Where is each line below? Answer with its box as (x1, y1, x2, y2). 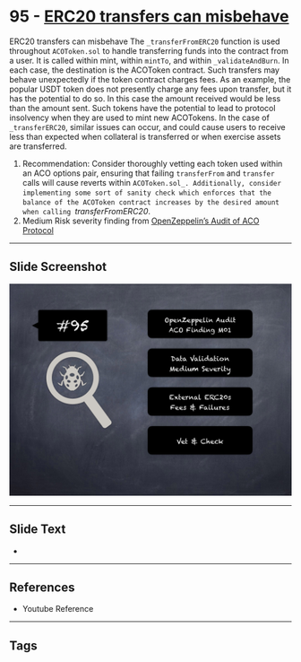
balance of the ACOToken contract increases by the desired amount (21, 197, 279, 207)
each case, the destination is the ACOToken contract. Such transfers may (9, 65, 280, 75)
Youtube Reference (21, 604, 94, 614)
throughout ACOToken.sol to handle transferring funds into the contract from (9, 45, 288, 56)
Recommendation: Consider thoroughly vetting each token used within (21, 158, 283, 169)
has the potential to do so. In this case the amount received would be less (9, 92, 281, 104)
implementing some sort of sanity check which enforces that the (21, 188, 271, 197)
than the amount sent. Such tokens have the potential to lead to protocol (9, 102, 276, 113)
